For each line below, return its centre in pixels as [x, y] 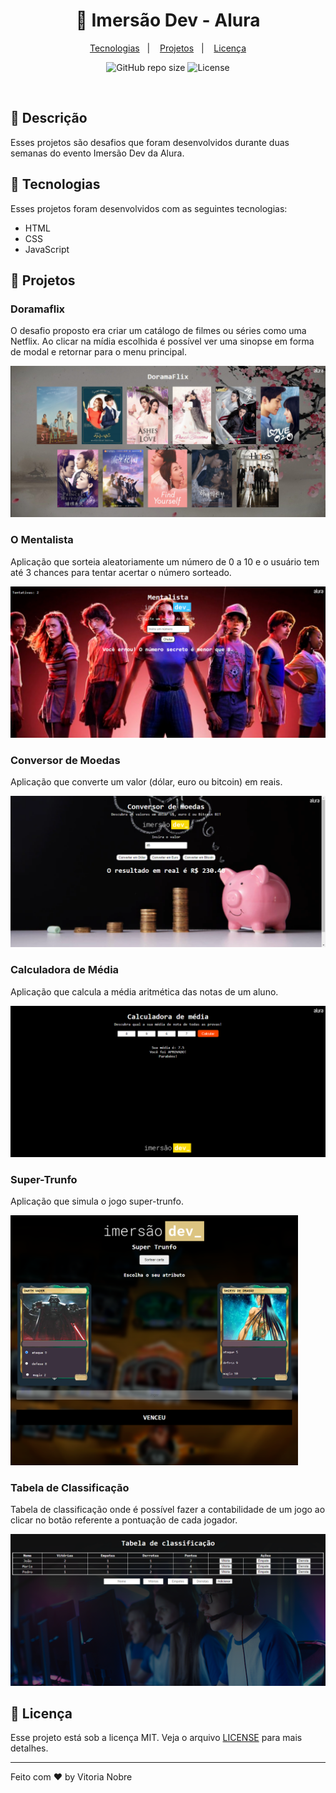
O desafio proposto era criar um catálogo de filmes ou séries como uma [158, 331]
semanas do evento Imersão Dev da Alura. [97, 153]
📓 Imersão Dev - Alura [168, 20]
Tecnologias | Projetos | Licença [168, 48]
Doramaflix [38, 309]
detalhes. [29, 1748]
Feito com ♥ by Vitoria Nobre [71, 1777]
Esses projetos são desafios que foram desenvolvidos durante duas [150, 142]
